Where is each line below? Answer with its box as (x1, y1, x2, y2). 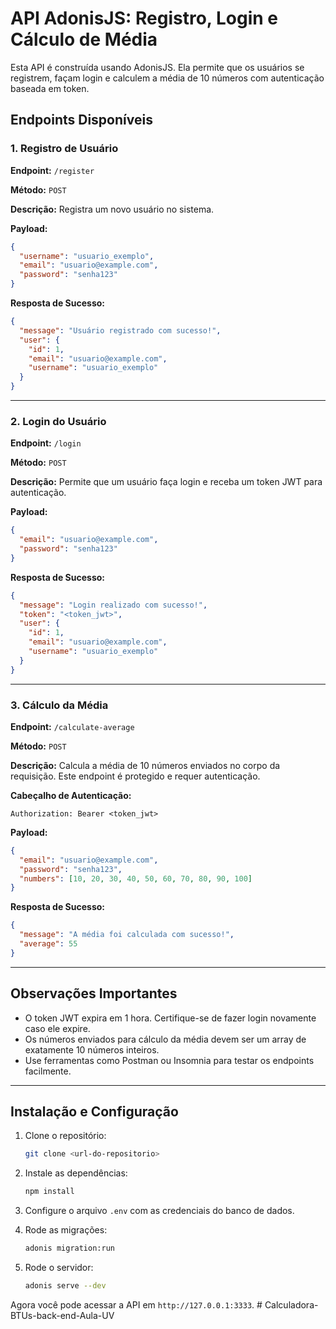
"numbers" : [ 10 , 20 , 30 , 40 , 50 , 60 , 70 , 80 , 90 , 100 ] (19, 873, 253, 884)
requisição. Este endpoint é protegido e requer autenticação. (10, 770, 261, 782)
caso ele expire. (24, 1022, 91, 1034)
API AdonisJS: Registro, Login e (10, 7, 278, 30)
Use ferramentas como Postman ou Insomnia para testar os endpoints (24, 1054, 315, 1066)
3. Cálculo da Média (10, 698, 109, 712)
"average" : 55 (19, 939, 78, 949)
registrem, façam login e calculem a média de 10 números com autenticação (10, 72, 325, 84)
